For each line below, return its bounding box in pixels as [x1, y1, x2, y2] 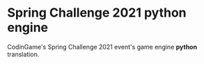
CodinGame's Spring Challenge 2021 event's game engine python [7, 42, 197, 51]
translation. [7, 50, 40, 58]
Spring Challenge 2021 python [7, 5, 187, 21]
